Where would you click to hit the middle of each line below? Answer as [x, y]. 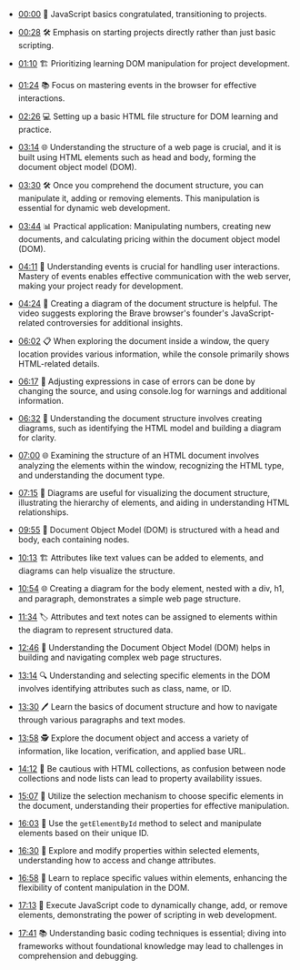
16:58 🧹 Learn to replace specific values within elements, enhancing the [153, 878]
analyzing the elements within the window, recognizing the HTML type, [151, 465]
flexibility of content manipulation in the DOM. [104, 888]
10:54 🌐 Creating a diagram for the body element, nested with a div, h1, [151, 588]
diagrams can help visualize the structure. [96, 571]
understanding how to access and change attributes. [117, 860]
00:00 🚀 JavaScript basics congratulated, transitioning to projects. [142, 14]
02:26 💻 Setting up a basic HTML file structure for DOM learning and [148, 116]
